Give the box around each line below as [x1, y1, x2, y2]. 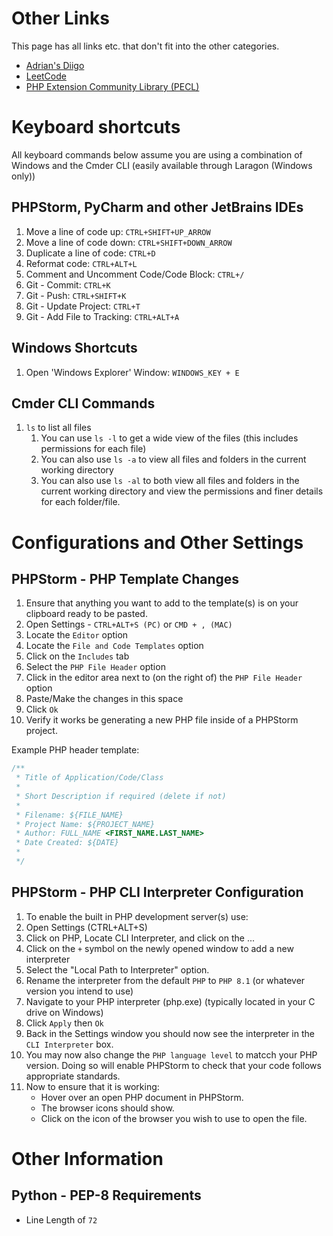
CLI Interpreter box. [25, 1038, 114, 1050]
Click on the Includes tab [25, 650, 130, 662]
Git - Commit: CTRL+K [25, 278, 111, 291]
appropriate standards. [25, 1070, 121, 1082]
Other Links [11, 7, 110, 30]
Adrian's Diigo [25, 59, 85, 71]
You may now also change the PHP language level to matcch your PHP [25, 1048, 318, 1061]
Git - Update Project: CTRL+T [25, 300, 141, 312]
